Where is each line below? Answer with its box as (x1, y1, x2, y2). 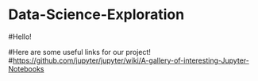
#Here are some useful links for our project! (8, 47, 151, 56)
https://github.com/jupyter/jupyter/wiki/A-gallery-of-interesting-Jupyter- (12, 56, 250, 65)
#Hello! (8, 32, 32, 41)
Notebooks (8, 64, 44, 73)
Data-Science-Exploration (8, 6, 185, 24)
